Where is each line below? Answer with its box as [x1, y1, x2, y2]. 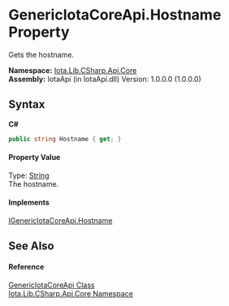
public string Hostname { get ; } [8, 135, 122, 143]
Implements [8, 197, 50, 208]
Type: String [8, 170, 50, 180]
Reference [8, 262, 45, 272]
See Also [8, 239, 54, 253]
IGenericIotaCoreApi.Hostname [8, 216, 113, 226]
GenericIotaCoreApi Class [8, 280, 95, 290]
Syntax [8, 97, 45, 111]
